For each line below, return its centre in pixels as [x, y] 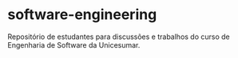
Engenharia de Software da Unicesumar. [74, 44]
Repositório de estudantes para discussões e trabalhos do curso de [119, 37]
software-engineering [82, 15]
